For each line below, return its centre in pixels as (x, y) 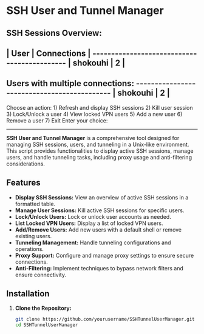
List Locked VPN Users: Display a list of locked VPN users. (89, 223)
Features (23, 183)
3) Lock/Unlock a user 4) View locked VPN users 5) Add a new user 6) (94, 114)
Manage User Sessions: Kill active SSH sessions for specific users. (100, 210)
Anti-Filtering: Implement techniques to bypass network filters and (99, 268)
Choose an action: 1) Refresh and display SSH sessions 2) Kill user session (100, 107)
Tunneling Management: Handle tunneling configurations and (93, 242)
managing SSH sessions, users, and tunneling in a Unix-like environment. (98, 144)
